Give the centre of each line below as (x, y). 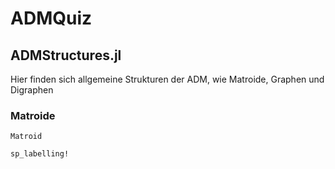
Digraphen (32, 90)
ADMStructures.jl (66, 55)
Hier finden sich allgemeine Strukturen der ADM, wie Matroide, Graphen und (167, 79)
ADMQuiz (51, 18)
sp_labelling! (40, 154)
